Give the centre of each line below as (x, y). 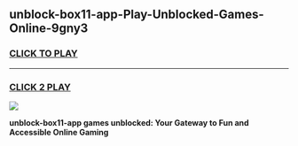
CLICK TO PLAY (43, 54)
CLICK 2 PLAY (40, 87)
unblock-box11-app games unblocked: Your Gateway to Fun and (129, 122)
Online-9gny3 (49, 29)
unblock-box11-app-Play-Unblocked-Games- (137, 15)
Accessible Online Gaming (59, 132)
